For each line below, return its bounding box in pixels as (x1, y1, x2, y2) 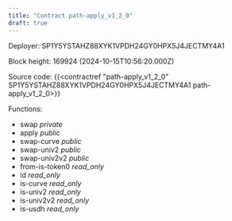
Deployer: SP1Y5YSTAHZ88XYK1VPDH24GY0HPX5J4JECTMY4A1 (8, 41, 225, 50)
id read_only (19, 170, 61, 180)
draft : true (8, 19, 48, 27)
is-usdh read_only (19, 204, 79, 213)
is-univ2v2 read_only (19, 196, 90, 205)
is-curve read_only (19, 178, 82, 188)
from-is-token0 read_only (19, 161, 105, 171)
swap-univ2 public (19, 145, 82, 154)
